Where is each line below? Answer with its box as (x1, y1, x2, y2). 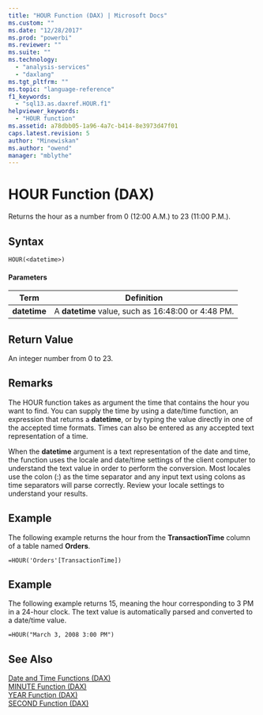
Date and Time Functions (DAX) (8, 674, 111, 683)
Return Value (8, 333, 73, 346)
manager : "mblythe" (8, 151, 73, 159)
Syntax (8, 234, 44, 248)
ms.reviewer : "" (8, 41, 62, 49)
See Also (8, 652, 53, 666)
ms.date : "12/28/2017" (8, 26, 83, 34)
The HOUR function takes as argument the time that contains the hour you (8, 397, 250, 407)
